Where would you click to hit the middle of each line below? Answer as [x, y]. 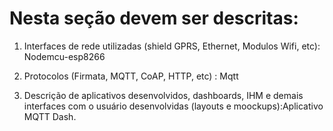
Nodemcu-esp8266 [64, 56]
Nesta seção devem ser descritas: [154, 18]
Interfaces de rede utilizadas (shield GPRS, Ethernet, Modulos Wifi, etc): [172, 46]
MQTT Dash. [50, 116]
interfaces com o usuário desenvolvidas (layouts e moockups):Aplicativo [173, 106]
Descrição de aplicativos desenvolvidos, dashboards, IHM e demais [163, 95]
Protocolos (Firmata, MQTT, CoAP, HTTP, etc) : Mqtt [131, 76]
